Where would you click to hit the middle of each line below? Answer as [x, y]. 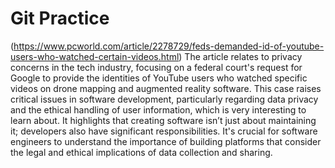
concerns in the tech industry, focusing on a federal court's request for [156, 67]
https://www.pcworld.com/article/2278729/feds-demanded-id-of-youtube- [169, 46]
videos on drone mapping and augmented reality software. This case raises [166, 88]
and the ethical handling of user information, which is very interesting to [158, 109]
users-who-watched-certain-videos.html [95, 56]
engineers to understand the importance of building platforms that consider [166, 141]
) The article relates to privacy [240, 56]
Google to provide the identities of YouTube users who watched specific [159, 78]
